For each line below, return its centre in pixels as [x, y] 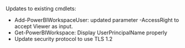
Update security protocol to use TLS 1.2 [63, 39]
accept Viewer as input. [44, 26]
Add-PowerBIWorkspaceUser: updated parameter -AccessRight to [97, 20]
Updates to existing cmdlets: [41, 9]
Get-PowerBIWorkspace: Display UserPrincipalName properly [91, 33]
